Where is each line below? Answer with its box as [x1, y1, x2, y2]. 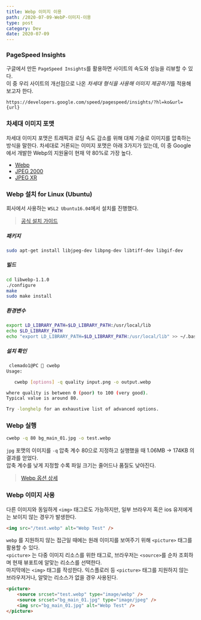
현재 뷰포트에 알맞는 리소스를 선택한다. [12, 559, 102, 566]
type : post [6, 20, 33, 26]
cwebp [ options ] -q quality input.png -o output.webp [14, 379, 151, 385]
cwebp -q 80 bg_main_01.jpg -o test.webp [6, 435, 111, 441]
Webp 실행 [6, 422, 37, 430]
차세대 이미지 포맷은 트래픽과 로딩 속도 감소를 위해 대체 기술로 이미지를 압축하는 [6, 134, 191, 141]
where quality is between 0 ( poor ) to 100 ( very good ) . [6, 390, 148, 396]
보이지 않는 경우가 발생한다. [12, 513, 77, 520]
